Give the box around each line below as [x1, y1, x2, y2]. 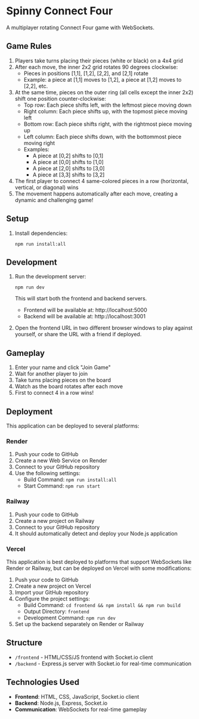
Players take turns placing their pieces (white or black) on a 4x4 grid [14, 57, 184, 64]
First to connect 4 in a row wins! [14, 389, 94, 396]
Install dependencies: [14, 230, 68, 237]
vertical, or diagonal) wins [14, 184, 79, 191]
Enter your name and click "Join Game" [14, 364, 111, 371]
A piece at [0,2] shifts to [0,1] [32, 152, 104, 159]
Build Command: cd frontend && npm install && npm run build [23, 601, 181, 609]
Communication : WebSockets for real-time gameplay [14, 705, 147, 713]
